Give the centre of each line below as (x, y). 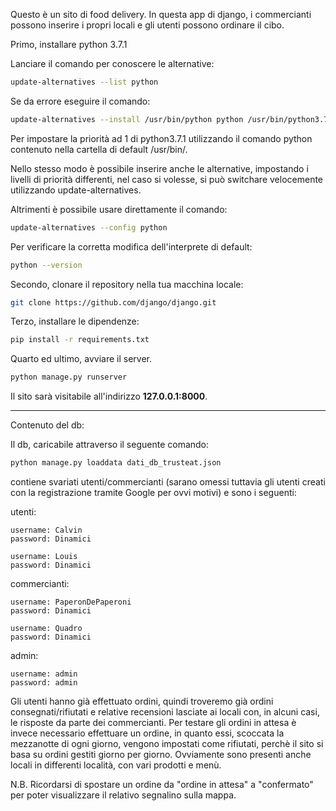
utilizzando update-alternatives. (76, 190)
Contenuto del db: (47, 425)
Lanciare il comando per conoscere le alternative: (112, 63)
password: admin (44, 683)
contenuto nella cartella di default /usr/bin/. (99, 149)
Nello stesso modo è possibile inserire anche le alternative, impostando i (159, 168)
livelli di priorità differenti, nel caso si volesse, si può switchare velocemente (167, 179)
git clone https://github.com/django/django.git (113, 302)
